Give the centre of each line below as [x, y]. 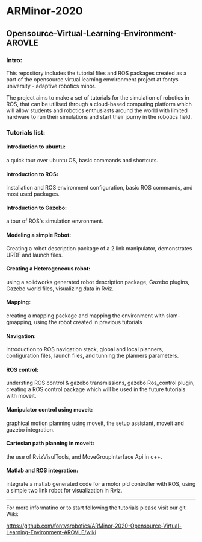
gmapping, [20, 322]
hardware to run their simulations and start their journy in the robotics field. [99, 116]
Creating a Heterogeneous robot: [48, 269]
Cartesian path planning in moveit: [50, 443]
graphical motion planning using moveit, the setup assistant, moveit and [95, 423]
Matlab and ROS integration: [42, 470]
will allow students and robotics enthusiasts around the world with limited [97, 110]
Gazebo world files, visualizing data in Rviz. [60, 289]
